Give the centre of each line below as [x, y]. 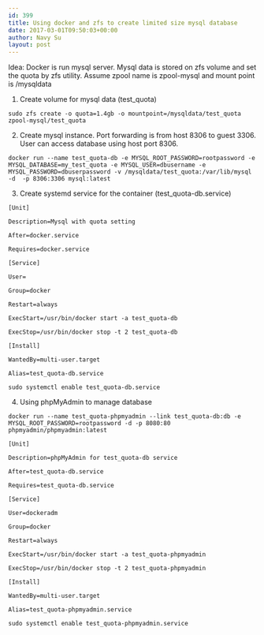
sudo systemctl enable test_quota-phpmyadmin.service [99, 624]
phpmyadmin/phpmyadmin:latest [58, 431]
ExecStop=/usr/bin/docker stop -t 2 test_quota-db [93, 332]
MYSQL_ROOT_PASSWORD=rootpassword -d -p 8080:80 [89, 424]
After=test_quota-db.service [56, 472]
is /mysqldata [30, 84]
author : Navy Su [35, 37]
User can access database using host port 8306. [99, 144]
